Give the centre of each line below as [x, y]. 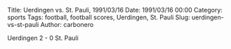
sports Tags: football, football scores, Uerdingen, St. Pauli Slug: [99, 17]
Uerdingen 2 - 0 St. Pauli [43, 38]
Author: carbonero [67, 24]
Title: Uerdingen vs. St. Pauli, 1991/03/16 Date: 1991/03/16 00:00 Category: [115, 10]
